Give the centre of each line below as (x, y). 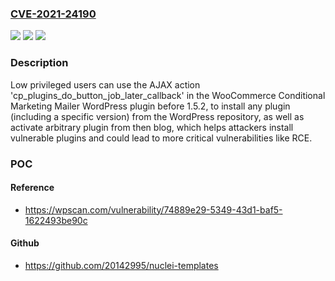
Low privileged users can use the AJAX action (105, 84)
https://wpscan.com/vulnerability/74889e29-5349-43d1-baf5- (153, 209)
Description (39, 63)
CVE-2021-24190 (53, 14)
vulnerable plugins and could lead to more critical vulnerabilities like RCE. (161, 138)
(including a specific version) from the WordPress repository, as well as (157, 116)
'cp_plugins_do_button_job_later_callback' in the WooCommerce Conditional (168, 95)
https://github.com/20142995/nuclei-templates (121, 265)
